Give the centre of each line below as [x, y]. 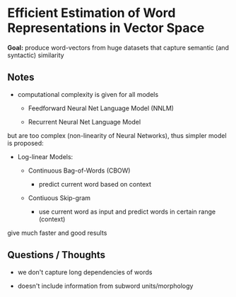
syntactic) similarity [36, 55]
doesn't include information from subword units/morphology [105, 286]
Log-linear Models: [45, 156]
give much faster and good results [57, 233]
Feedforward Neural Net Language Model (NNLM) [101, 108]
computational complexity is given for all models [88, 94]
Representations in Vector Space [106, 28]
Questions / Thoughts [57, 255]
